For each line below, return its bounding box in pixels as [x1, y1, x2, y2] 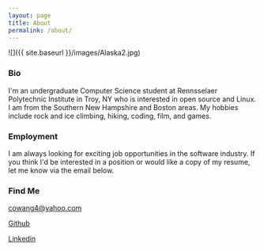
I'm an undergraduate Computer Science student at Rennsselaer [8, 86, 218, 95]
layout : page [8, 11, 51, 20]
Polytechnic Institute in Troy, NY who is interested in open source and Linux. [8, 94, 257, 104]
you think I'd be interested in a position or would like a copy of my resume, [8, 157, 251, 166]
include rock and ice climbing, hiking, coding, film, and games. [8, 111, 212, 120]
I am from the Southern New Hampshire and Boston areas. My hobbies [8, 102, 239, 112]
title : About [8, 19, 51, 27]
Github [8, 219, 30, 228]
